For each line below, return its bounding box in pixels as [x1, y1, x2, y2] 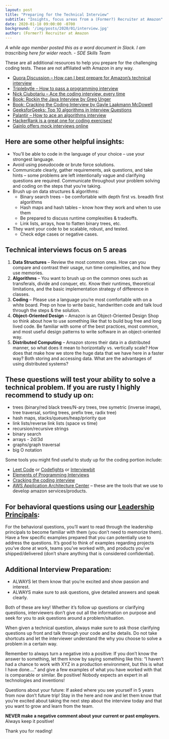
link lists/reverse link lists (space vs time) [12, 420, 98, 426]
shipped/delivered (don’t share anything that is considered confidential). [5, 551, 155, 557]
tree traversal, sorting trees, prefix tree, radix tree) [12, 410, 117, 416]
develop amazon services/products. [12, 488, 88, 494]
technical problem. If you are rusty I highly [5, 383, 141, 392]
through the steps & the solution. [12, 307, 80, 313]
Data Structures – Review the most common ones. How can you [12, 259, 146, 265]
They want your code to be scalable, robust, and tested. [12, 226, 129, 232]
